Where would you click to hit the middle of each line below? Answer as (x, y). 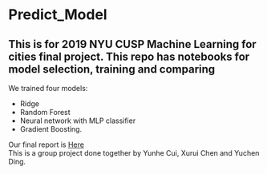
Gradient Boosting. (51, 129)
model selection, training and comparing (112, 69)
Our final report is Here (46, 144)
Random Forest (45, 112)
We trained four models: (48, 88)
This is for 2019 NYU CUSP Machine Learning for (132, 44)
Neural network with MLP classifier (78, 121)
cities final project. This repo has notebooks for (129, 56)
